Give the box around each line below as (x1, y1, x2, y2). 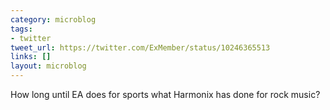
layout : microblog (10, 61, 87, 71)
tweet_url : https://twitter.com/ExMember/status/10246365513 (10, 42, 271, 53)
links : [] (10, 52, 52, 62)
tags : (10, 24, 33, 34)
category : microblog (10, 14, 97, 25)
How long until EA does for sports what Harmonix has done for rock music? (10, 89, 321, 100)
